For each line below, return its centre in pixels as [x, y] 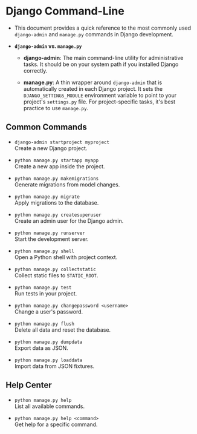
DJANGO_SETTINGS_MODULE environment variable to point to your [100, 95]
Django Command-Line [65, 11]
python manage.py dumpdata [48, 342]
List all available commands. [50, 406]
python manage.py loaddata [48, 360]
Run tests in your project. [46, 293]
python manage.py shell [44, 251]
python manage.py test [43, 288]
